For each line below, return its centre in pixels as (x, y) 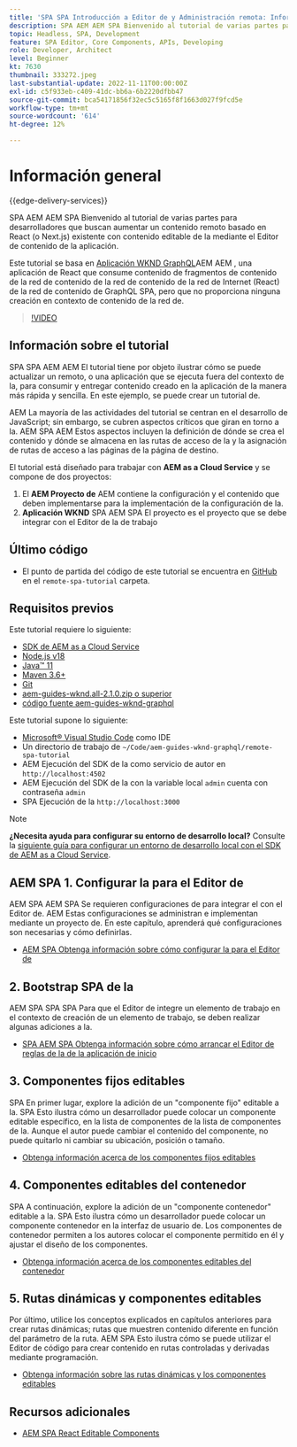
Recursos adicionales (70, 1412)
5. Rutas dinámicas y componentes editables (136, 1299)
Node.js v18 (43, 656)
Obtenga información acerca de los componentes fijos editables (139, 1157)
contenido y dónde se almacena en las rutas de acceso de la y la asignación (148, 440)
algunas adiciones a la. (51, 1027)
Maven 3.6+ (44, 675)
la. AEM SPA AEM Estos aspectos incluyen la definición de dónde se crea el (147, 431)
